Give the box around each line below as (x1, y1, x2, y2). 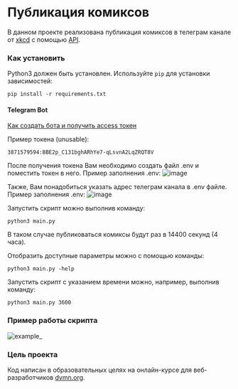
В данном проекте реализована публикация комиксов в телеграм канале (7, 28, 232, 36)
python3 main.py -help (7, 265, 75, 272)
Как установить (7, 53, 65, 63)
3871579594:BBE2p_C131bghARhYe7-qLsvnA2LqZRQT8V (7, 149, 154, 156)
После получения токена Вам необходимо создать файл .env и (7, 161, 199, 170)
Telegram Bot (7, 105, 48, 114)
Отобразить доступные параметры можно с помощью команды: (7, 252, 205, 260)
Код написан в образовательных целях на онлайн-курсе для (7, 366, 192, 374)
